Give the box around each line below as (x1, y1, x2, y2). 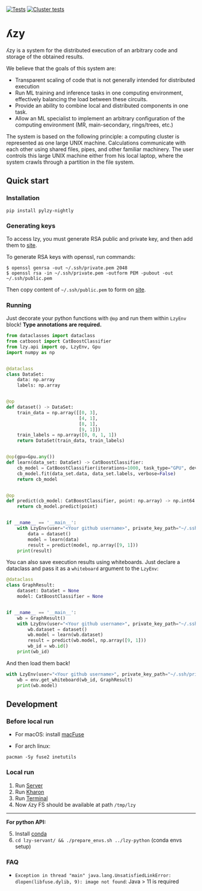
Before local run (6, 717, 54, 725)
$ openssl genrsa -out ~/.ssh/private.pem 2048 (6, 265, 128, 271)
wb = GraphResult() (17, 615, 66, 621)
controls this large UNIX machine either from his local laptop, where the (6, 152, 183, 159)
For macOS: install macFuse (14, 731, 84, 738)
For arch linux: (14, 742, 51, 750)
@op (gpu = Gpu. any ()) (6, 454, 55, 460)
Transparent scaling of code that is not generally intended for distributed (14, 76, 195, 84)
